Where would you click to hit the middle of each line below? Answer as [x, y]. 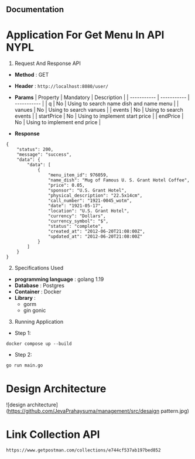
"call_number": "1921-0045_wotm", [90, 201]
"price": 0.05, [66, 186]
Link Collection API [53, 435]
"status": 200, [35, 150]
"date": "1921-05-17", [76, 206]
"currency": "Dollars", [77, 216]
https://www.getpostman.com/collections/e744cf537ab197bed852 [83, 450]
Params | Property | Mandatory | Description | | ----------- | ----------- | [102, 97]
